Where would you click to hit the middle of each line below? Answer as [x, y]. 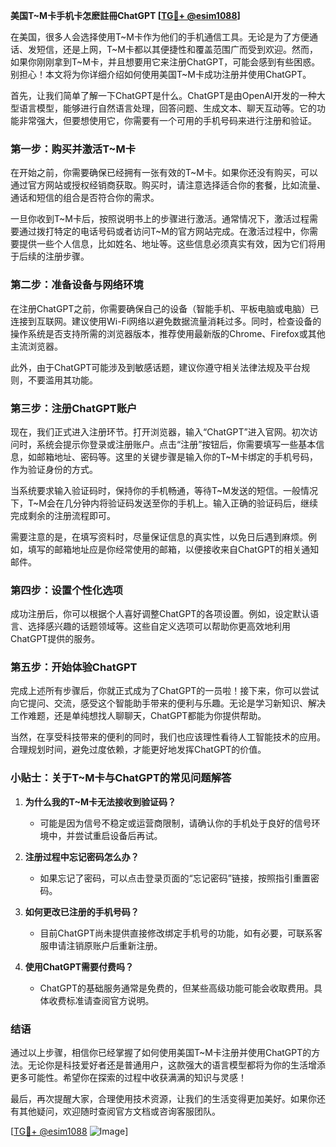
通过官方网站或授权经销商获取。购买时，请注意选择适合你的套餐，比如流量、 [168, 185]
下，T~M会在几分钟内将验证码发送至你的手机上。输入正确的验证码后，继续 [164, 503]
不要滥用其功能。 [62, 380]
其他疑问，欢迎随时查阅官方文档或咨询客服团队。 [119, 1111]
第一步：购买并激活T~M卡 [73, 149]
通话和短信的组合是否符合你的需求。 [85, 198]
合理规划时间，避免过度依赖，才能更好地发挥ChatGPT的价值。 [138, 750]
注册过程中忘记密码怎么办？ [82, 856]
